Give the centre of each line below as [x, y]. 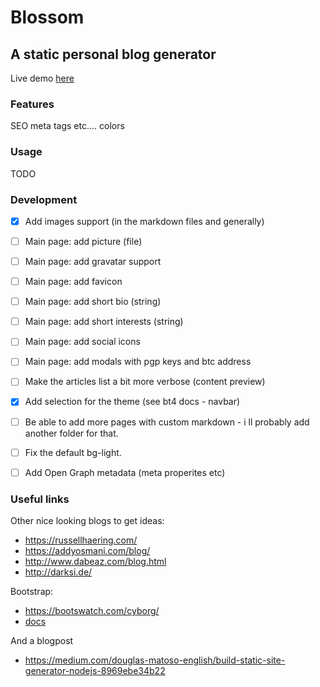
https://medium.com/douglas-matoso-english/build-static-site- [155, 660]
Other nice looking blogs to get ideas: [87, 520]
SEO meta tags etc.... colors [67, 126]
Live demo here [42, 78]
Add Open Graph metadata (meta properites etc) [125, 472]
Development [44, 199]
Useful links [40, 499]
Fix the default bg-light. [73, 452]
